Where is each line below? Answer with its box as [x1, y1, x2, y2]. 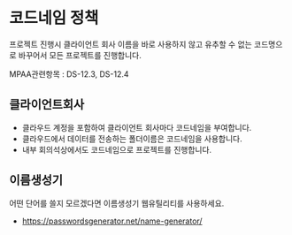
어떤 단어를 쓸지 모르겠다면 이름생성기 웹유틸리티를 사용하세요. [9, 198, 225, 208]
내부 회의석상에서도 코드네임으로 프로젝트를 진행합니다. [21, 144, 212, 155]
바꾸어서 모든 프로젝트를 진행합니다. [18, 49, 142, 60]
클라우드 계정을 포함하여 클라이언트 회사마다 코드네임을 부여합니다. [21, 122, 252, 133]
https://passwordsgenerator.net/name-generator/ [21, 216, 203, 226]
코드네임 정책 [9, 8, 99, 28]
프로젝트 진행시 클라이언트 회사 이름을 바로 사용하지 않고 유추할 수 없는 [9, 39, 252, 49]
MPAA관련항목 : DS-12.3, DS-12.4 [9, 68, 130, 80]
